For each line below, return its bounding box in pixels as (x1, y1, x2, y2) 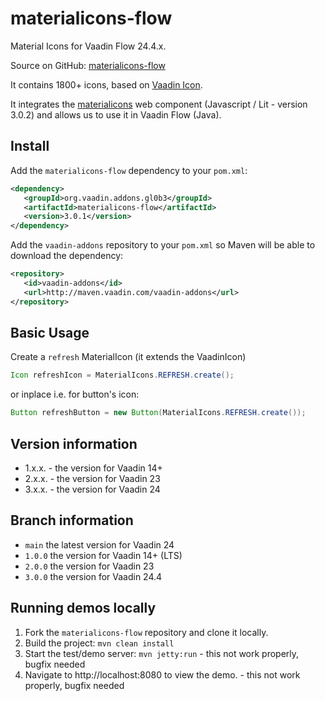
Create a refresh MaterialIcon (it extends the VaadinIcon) (10, 351, 247, 363)
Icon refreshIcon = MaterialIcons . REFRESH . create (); (10, 370, 235, 381)
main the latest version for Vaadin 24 (24, 538, 175, 551)
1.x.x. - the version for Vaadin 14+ (24, 462, 163, 474)
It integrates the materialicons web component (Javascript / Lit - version (10, 98, 308, 110)
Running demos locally (10, 600, 157, 617)
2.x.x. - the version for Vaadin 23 (24, 473, 161, 484)
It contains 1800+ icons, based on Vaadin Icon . (10, 78, 203, 91)
